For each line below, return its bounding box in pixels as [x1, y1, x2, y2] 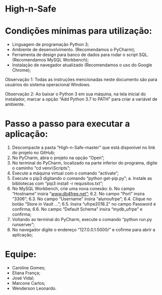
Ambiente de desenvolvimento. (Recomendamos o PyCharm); [12, 47, 135, 53]
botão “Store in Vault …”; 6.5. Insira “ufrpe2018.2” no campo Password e [12, 201, 156, 207]
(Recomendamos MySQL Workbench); [12, 57, 89, 63]
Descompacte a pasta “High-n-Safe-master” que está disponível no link [12, 145, 156, 150]
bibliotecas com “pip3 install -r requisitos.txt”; [12, 180, 103, 187]
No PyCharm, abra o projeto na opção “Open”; [12, 155, 105, 161]
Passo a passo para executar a [5, 118, 130, 129]
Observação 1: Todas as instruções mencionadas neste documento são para [5, 76, 158, 83]
